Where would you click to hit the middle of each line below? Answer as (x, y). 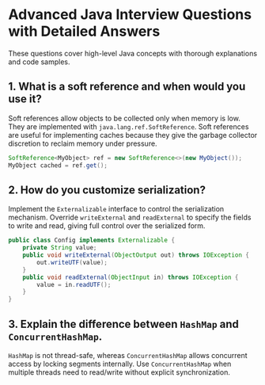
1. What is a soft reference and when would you (127, 87)
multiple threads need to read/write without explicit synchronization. (119, 372)
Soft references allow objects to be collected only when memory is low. (125, 118)
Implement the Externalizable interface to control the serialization (116, 209)
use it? (25, 99)
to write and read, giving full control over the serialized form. (107, 226)
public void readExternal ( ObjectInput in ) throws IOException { (131, 277)
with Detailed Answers (84, 31)
